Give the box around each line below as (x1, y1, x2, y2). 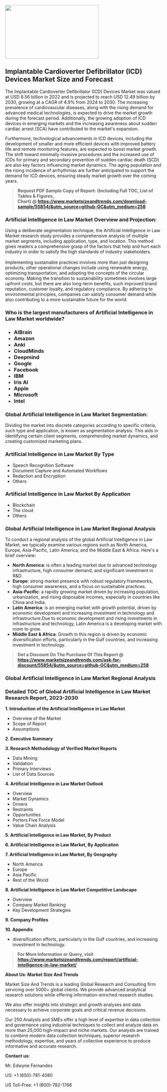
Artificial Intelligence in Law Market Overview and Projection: (5, 216, 157, 223)
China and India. (12, 600, 46, 606)
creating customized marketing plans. (5, 438, 83, 444)
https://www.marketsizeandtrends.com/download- (37, 198, 147, 204)
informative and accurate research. (5, 1043, 77, 1049)
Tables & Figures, (17, 193, 54, 199)
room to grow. (12, 626, 41, 632)
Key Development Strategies (12, 907, 71, 913)
